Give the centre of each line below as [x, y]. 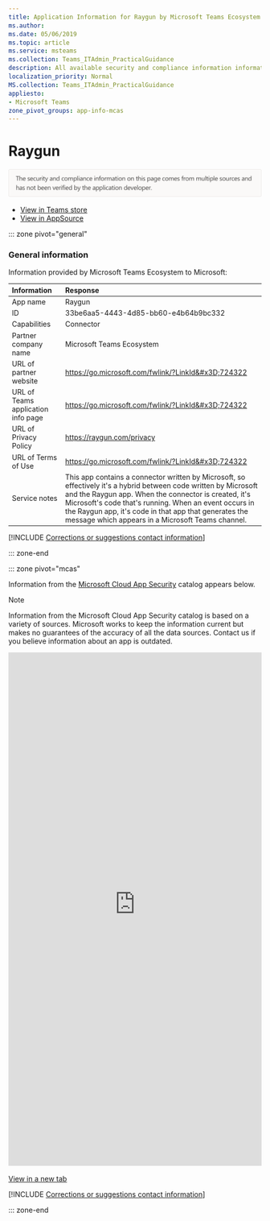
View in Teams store [53, 209]
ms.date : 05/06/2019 [43, 34]
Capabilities [31, 324]
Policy [22, 446]
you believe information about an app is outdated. [90, 641]
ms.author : [27, 25]
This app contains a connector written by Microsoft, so [155, 477]
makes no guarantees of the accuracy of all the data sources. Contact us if [132, 633]
